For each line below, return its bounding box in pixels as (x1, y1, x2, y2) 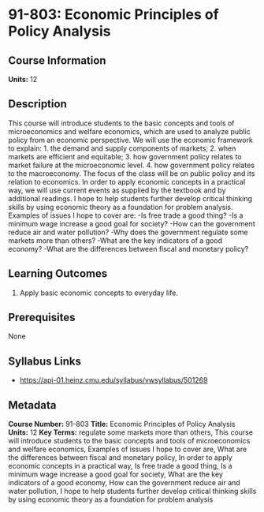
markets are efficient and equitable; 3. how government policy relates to (8, 151, 242, 161)
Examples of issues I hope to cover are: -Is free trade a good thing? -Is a (8, 211, 244, 220)
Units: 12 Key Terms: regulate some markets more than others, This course (8, 428, 254, 437)
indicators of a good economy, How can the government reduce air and (8, 478, 240, 488)
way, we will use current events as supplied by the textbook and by (8, 185, 226, 195)
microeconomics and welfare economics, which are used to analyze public (8, 126, 251, 136)
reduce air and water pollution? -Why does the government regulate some (8, 227, 248, 237)
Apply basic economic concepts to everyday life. (19, 288, 179, 297)
